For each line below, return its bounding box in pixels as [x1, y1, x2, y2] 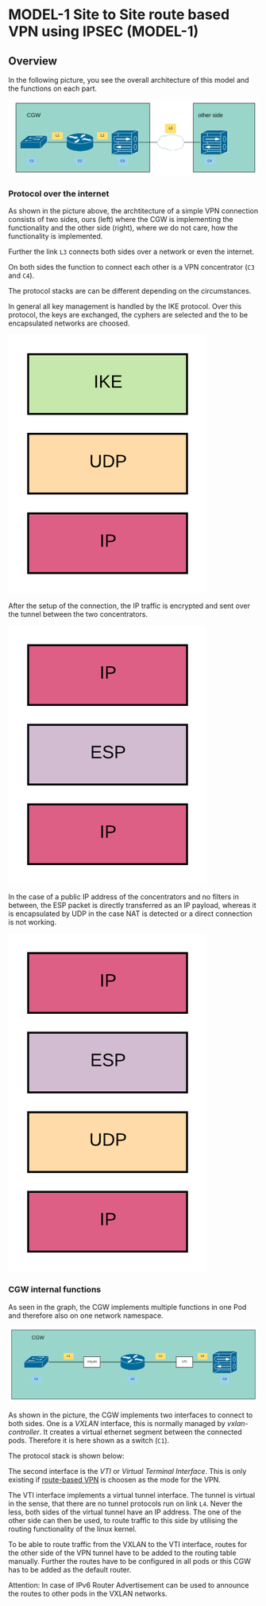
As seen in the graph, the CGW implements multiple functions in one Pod [8, 1302, 247, 1312]
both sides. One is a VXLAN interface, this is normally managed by [8, 1418, 226, 1428]
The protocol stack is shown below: [8, 1451, 125, 1460]
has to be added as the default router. [8, 1565, 132, 1574]
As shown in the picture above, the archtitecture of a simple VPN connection [8, 206, 259, 216]
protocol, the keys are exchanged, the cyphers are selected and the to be [8, 310, 249, 320]
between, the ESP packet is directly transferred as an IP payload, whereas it [8, 901, 256, 910]
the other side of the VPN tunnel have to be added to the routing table [8, 1548, 237, 1557]
